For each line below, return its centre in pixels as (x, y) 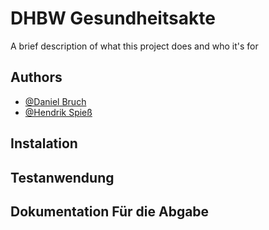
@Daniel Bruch (55, 101)
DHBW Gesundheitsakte (113, 18)
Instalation (44, 143)
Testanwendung (62, 177)
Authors (36, 77)
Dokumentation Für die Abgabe (110, 211)
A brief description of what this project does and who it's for (134, 46)
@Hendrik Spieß (58, 112)
